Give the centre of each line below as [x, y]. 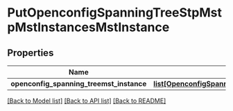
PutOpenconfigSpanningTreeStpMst [115, 13]
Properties [31, 53]
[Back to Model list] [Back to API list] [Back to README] [87, 101]
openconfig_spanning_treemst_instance [79, 84]
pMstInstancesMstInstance [88, 27]
